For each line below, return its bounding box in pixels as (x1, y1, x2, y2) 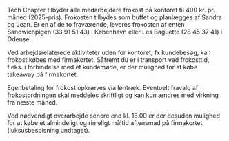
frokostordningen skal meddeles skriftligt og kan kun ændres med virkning (7, 91, 219, 99)
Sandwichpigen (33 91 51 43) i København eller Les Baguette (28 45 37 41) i (7, 28, 223, 36)
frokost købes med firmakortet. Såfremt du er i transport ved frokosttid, (7, 56, 210, 64)
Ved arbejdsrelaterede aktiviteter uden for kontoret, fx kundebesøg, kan (7, 48, 212, 56)
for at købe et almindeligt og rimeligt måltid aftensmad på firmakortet (7, 119, 203, 127)
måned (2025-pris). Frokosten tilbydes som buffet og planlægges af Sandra (7, 13, 222, 21)
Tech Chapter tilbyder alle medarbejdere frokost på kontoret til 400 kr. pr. (7, 6, 215, 14)
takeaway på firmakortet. (7, 70, 79, 78)
